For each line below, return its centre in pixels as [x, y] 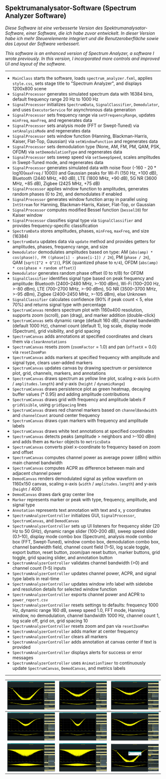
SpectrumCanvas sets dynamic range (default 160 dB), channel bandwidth [86, 320]
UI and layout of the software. [36, 63]
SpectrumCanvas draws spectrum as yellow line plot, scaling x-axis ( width [86, 378]
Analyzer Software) [36, 16]
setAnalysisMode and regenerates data [51, 130]
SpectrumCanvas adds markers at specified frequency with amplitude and [86, 357]
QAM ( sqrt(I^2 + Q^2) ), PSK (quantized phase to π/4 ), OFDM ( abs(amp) [85, 262]
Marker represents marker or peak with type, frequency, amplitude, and [84, 499]
